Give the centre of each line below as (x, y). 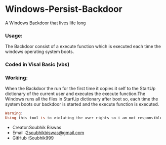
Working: (17, 78)
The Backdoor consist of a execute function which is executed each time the (83, 47)
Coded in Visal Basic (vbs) (37, 64)
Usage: (14, 36)
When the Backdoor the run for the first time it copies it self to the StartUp (80, 89)
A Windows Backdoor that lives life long (45, 23)
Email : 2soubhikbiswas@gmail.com (48, 133)
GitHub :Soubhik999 (33, 138)
